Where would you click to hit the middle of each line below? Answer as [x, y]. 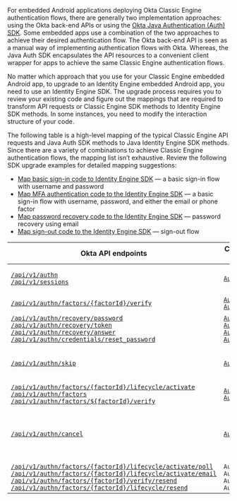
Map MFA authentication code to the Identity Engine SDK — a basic [115, 194]
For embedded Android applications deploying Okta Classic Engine [105, 10]
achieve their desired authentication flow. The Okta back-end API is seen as [117, 40]
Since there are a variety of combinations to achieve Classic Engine [105, 150]
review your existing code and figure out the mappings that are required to [115, 99]
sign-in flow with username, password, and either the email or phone [118, 201]
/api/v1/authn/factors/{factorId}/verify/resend [94, 481]
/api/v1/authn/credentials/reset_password [83, 340]
